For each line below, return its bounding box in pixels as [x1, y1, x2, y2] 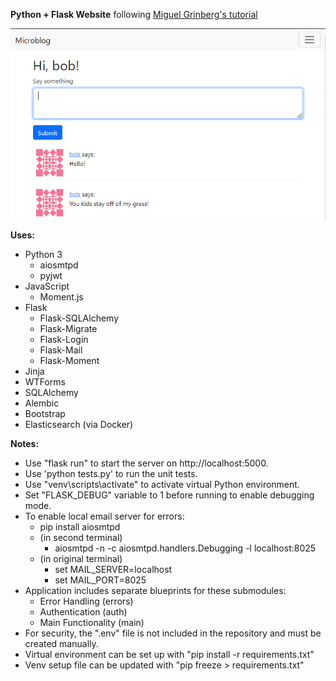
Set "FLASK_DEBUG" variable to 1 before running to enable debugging [24, 489, 315, 501]
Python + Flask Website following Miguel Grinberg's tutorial [10, 9, 258, 20]
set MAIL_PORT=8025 [54, 574, 147, 586]
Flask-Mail [39, 344, 83, 356]
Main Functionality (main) [39, 616, 145, 628]
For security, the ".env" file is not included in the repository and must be [24, 627, 322, 639]
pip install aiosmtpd [39, 520, 121, 533]
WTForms [24, 375, 66, 388]
